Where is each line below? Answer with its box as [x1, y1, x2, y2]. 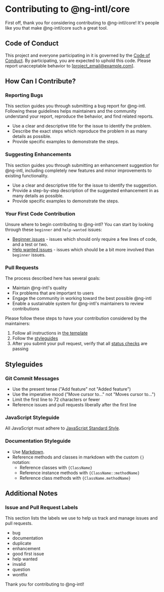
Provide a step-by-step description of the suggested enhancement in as [12, 187, 159, 193]
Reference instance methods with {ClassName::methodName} [19, 469, 140, 476]
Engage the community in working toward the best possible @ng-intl [12, 296, 152, 301]
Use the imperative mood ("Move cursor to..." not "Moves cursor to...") [12, 392, 156, 397]
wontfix [12, 572, 28, 578]
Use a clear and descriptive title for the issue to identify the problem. [12, 123, 152, 129]
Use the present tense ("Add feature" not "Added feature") [12, 386, 131, 392]
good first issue [12, 551, 44, 557]
